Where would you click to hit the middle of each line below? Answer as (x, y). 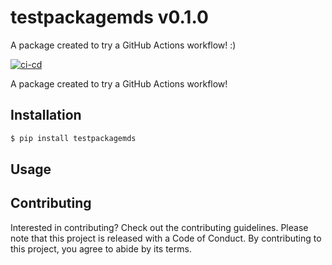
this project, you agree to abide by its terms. (101, 248)
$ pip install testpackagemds (73, 138)
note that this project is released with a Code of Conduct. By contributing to (166, 238)
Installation (46, 115)
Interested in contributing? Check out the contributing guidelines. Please (159, 227)
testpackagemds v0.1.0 (109, 17)
